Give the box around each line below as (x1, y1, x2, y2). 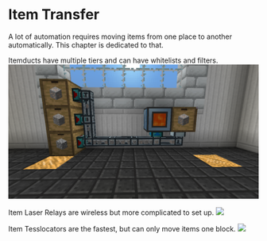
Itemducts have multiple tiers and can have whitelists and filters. (8, 55, 219, 65)
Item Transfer (8, 6, 100, 24)
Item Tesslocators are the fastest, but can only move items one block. (8, 224, 236, 233)
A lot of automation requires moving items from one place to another (8, 32, 233, 41)
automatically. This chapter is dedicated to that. (8, 40, 164, 49)
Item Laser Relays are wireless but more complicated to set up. (8, 208, 215, 217)
